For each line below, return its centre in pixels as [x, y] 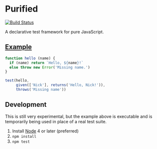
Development [26, 105]
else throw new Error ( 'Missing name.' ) [50, 67]
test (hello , [17, 81]
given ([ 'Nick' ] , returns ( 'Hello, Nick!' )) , [61, 85]
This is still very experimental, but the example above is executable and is [79, 116]
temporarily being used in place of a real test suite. [56, 121]
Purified [21, 9]
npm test [21, 142]
